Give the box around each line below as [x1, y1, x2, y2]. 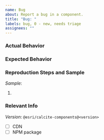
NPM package [12, 129, 42, 135]
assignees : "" [5, 26, 35, 31]
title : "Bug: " [5, 16, 37, 21]
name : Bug [5, 7, 26, 12]
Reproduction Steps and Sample [5, 69, 85, 76]
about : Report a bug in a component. [5, 12, 84, 17]
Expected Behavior [5, 55, 52, 62]
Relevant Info [5, 103, 38, 110]
